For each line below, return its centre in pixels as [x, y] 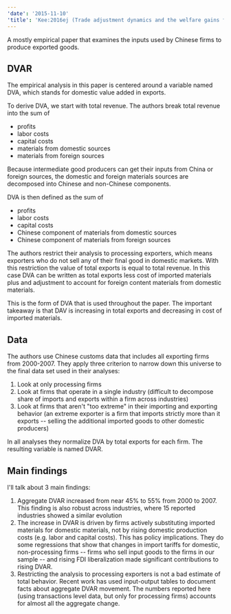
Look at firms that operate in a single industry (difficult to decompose [115, 392]
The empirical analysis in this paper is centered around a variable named [110, 85]
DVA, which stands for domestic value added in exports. [87, 92]
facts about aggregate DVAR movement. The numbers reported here [114, 588]
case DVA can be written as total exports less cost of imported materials [109, 275]
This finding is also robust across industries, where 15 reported [106, 508]
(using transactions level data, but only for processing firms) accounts [117, 596]
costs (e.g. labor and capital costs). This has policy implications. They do [120, 537]
